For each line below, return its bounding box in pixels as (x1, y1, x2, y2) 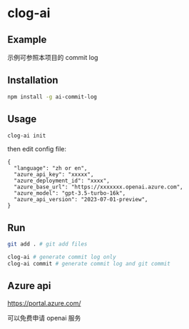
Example (7, 34, 47, 46)
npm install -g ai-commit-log (7, 93, 98, 101)
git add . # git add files (7, 241, 88, 248)
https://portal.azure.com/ (7, 298, 81, 308)
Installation (7, 74, 58, 86)
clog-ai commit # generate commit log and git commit (7, 260, 171, 267)
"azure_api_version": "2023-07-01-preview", (14, 196, 148, 203)
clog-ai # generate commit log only (7, 253, 116, 261)
